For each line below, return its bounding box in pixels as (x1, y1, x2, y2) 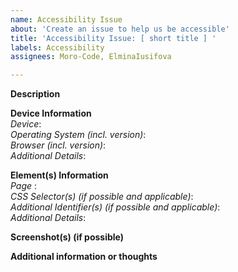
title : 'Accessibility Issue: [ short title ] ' (10, 33, 217, 43)
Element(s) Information (10, 169, 109, 181)
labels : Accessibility (10, 42, 105, 53)
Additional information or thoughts (10, 251, 158, 263)
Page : (10, 180, 38, 192)
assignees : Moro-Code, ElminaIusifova (10, 52, 172, 62)
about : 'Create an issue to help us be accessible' (10, 24, 230, 34)
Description (10, 88, 61, 100)
